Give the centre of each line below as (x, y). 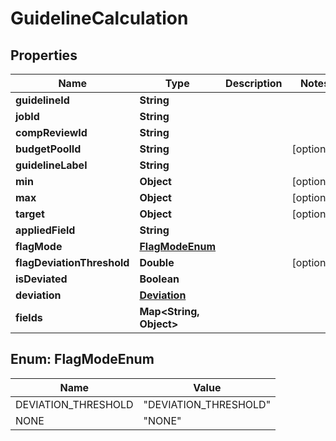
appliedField (45, 230)
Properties (44, 55)
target (30, 214)
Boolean (159, 279)
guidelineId (42, 100)
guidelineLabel (51, 165)
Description (254, 83)
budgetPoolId (48, 149)
